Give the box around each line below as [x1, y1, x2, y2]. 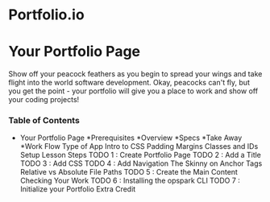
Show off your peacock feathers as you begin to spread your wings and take [8, 69, 263, 79]
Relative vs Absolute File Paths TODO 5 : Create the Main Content [19, 167, 238, 177]
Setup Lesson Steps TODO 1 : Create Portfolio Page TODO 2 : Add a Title [19, 150, 262, 160]
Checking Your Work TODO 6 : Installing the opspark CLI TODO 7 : [19, 175, 240, 186]
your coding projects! [8, 95, 80, 105]
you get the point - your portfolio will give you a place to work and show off [8, 86, 259, 96]
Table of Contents [8, 115, 81, 126]
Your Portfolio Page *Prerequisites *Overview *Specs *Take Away [19, 133, 243, 142]
